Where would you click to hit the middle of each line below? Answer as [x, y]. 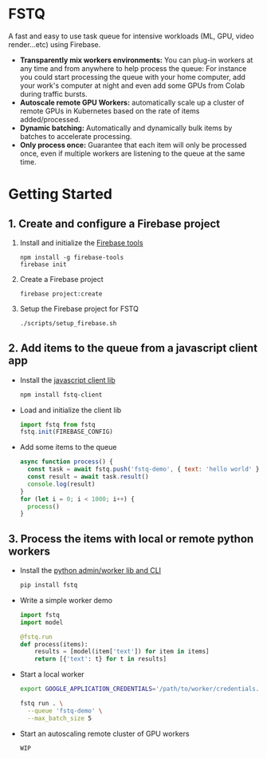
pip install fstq [49, 585]
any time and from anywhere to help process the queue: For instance [133, 68]
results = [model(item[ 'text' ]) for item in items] [122, 652]
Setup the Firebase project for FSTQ [79, 308]
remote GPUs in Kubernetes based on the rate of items [110, 111]
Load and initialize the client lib [71, 410]
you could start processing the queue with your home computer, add [132, 77]
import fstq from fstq [57, 424]
